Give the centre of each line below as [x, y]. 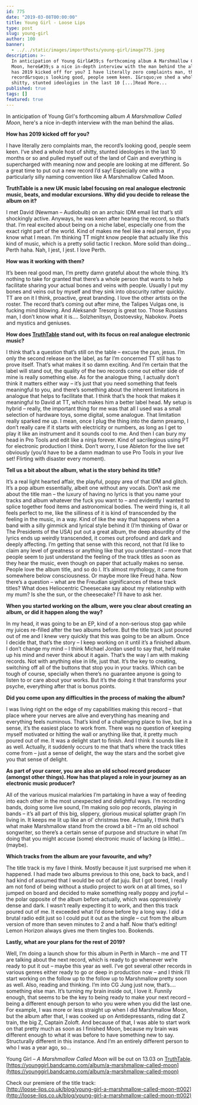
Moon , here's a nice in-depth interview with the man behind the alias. [90, 122]
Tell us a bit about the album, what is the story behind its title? [83, 470]
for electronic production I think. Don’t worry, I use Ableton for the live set [95, 446]
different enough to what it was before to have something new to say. [90, 1035]
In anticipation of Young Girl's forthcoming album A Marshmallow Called [94, 116]
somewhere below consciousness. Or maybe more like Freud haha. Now [94, 576]
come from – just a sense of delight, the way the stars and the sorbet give [95, 753]
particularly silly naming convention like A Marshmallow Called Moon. [90, 176]
